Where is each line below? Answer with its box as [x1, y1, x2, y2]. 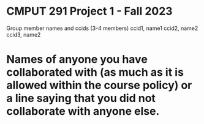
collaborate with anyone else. [6, 104, 160, 119]
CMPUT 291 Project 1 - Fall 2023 [6, 4, 173, 18]
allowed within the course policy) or [6, 78, 192, 92]
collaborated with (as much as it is [6, 65, 184, 79]
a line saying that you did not [6, 92, 156, 105]
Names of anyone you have [6, 53, 148, 67]
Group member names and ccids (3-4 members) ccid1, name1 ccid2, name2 [6, 24, 198, 32]
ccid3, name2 [6, 31, 41, 38]
